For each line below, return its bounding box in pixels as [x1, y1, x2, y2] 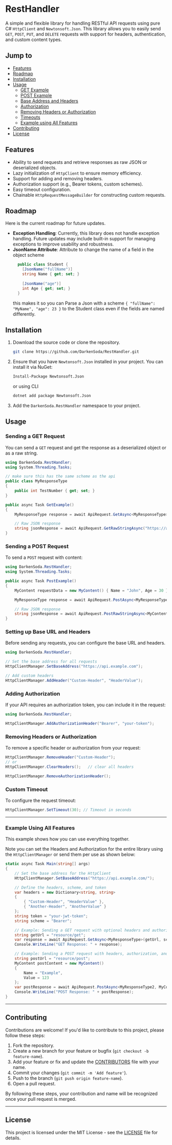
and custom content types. [5, 36, 62, 43]
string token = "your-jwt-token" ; [14, 913, 88, 918]
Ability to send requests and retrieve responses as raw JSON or [12, 159, 147, 165]
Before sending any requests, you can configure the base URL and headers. [5, 640, 165, 646]
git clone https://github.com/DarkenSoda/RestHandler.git [12, 349, 139, 354]
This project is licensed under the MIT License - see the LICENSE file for [5, 1129, 158, 1135]
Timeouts [20, 114, 40, 120]
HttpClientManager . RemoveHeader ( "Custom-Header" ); [5, 755, 116, 760]
